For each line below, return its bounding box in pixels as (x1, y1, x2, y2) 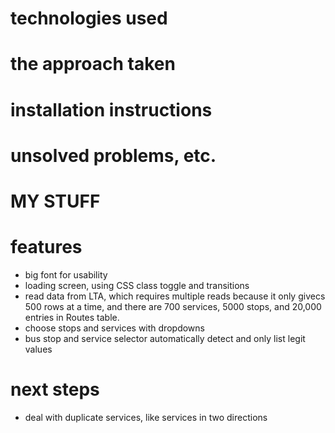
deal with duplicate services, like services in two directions (24, 411, 268, 423)
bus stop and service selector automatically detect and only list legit (24, 332, 306, 344)
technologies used (10, 7, 168, 30)
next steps (10, 378, 100, 401)
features (10, 236, 83, 259)
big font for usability (24, 268, 108, 281)
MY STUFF (10, 190, 101, 212)
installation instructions (10, 98, 213, 121)
